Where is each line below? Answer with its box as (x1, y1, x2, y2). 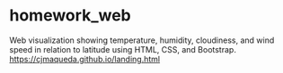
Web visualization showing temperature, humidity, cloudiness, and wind (9, 35, 275, 45)
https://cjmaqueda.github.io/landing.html (9, 53, 160, 64)
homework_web (9, 5, 132, 26)
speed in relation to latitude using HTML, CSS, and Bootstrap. (9, 44, 236, 54)
